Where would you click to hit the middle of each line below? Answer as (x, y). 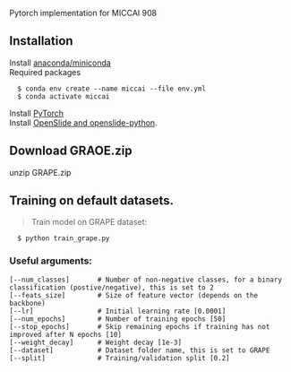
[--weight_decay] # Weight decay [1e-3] (95, 342)
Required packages (45, 72)
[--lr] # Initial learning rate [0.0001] (118, 311)
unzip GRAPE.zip (40, 172)
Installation (41, 41)
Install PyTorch (37, 113)
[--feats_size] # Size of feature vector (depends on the (133, 295)
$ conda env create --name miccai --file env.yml (111, 89)
